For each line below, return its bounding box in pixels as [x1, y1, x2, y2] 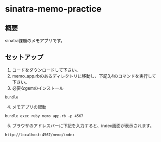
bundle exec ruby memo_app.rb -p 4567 [5, 113, 83, 118]
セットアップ [5, 53, 44, 62]
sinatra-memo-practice [5, 3, 102, 15]
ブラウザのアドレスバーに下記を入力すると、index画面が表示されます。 [12, 123, 154, 128]
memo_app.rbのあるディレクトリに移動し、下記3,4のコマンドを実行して [12, 73, 157, 79]
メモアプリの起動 [12, 104, 47, 110]
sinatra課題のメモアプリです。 [5, 38, 65, 43]
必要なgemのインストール [12, 85, 64, 91]
